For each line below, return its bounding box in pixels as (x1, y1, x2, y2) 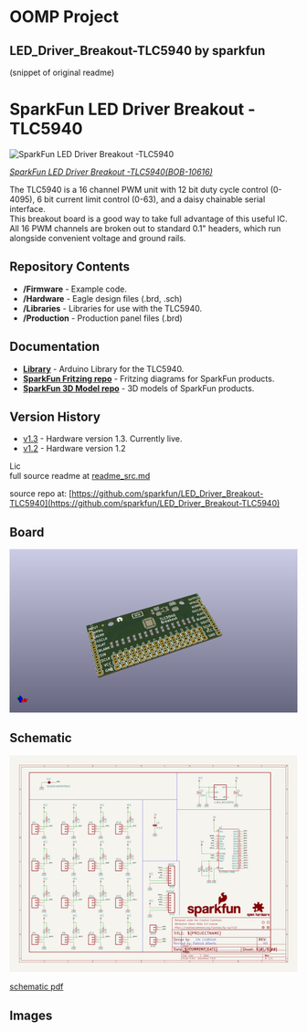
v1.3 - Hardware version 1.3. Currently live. (22, 433, 183, 444)
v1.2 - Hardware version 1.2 (22, 443, 126, 454)
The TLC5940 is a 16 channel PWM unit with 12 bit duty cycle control (9, 184, 269, 195)
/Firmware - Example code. (22, 283, 128, 294)
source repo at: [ (9, 488, 72, 499)
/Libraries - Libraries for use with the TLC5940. (22, 303, 203, 314)
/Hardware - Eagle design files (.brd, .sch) (22, 293, 183, 303)
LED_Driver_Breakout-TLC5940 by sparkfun (9, 43, 266, 59)
